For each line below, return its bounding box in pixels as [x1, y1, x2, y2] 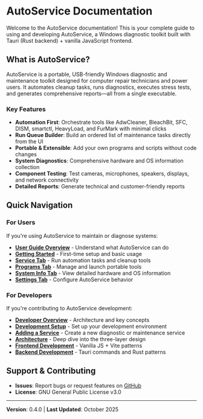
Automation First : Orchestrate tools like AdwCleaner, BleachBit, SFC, [14, 119, 188, 126]
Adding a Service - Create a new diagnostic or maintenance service [14, 329, 185, 336]
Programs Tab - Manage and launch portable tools [14, 263, 142, 270]
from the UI [14, 138, 43, 146]
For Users [6, 219, 36, 227]
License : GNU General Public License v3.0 [14, 388, 122, 395]
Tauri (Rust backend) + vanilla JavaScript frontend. [6, 37, 133, 44]
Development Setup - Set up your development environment [14, 323, 167, 330]
